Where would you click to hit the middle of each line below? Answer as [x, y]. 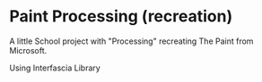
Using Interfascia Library [55, 68]
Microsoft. [28, 50]
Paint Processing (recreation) [121, 16]
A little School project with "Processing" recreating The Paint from [131, 41]
